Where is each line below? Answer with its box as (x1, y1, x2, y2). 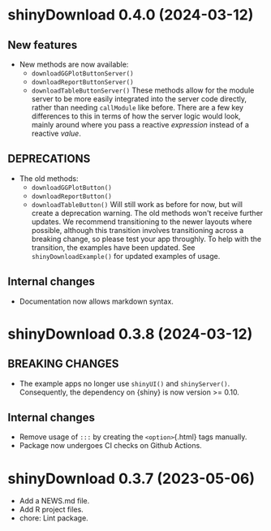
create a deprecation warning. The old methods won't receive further (31, 208, 264, 218)
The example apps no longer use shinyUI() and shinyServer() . (19, 378, 230, 388)
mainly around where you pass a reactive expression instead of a (31, 120, 249, 129)
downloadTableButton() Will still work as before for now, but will (31, 199, 243, 209)
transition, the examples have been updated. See (31, 242, 196, 253)
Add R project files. (19, 505, 84, 515)
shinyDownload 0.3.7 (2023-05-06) (7, 469, 256, 488)
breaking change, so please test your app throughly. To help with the (31, 234, 262, 244)
